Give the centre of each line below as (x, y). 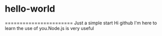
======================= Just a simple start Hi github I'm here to (81, 23)
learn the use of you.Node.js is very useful (49, 28)
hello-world (30, 9)
